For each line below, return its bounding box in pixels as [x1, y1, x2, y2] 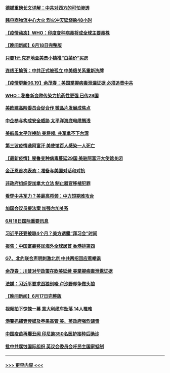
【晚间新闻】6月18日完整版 [5, 42, 62, 48]
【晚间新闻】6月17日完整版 [5, 293, 62, 299]
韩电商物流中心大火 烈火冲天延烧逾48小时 [5, 17, 92, 23]
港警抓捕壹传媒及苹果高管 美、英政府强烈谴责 [5, 318, 100, 324]
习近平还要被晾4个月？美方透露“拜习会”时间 [5, 231, 98, 237]
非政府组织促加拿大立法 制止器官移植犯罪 [5, 180, 91, 186]
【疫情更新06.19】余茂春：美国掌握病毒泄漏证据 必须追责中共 [5, 80, 133, 86]
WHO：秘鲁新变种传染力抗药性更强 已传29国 [5, 92, 99, 98]
